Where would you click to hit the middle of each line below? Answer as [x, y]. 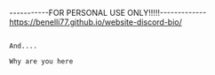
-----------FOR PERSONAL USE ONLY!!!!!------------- [108, 13]
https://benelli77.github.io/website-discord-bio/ [96, 22]
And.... [24, 46]
